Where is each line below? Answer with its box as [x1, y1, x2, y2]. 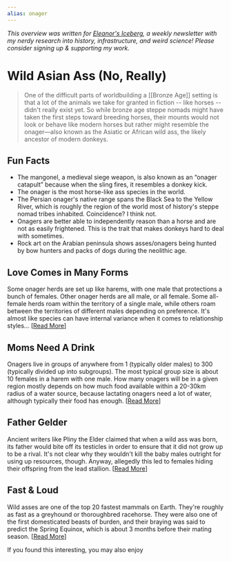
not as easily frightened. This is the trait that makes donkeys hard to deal [17, 225, 224, 233]
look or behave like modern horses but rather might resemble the [23, 120, 209, 129]
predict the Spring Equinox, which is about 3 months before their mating [7, 524, 212, 533]
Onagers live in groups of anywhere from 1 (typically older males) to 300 [7, 360, 213, 368]
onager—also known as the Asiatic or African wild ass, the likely [23, 127, 206, 135]
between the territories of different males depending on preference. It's [7, 307, 210, 315]
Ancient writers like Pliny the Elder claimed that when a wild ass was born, [7, 435, 218, 443]
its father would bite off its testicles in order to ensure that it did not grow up [7, 442, 223, 450]
